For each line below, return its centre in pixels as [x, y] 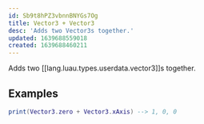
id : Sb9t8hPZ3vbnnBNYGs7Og [53, 16]
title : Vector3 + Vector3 [51, 23]
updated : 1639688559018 [48, 38]
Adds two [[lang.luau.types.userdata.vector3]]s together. [102, 68]
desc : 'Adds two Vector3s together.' [71, 30]
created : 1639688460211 [48, 46]
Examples [33, 93]
